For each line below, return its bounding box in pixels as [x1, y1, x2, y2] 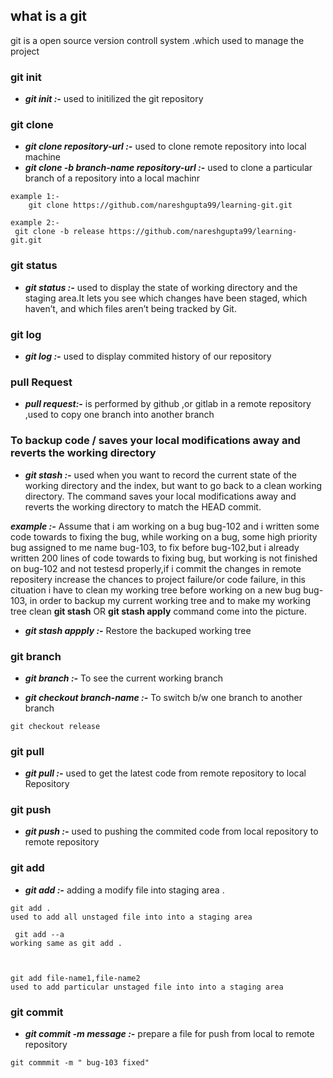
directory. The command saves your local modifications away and [24, 490, 297, 502]
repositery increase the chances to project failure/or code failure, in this [10, 573, 306, 585]
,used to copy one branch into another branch [24, 409, 215, 421]
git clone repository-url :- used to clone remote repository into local [24, 140, 307, 153]
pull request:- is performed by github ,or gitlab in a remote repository [24, 398, 312, 410]
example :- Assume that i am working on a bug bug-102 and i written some [10, 520, 320, 532]
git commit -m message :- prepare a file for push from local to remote [24, 1028, 315, 1040]
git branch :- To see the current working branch [24, 672, 223, 684]
